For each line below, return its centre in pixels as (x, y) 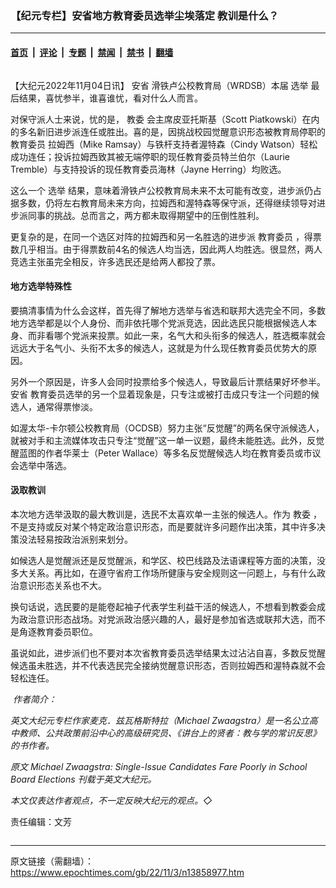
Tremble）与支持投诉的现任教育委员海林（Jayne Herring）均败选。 (148, 169)
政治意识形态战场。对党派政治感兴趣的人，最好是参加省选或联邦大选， (163, 619)
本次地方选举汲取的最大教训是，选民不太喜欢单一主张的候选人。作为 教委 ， (166, 514)
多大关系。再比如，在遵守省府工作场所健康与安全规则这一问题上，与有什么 (163, 573)
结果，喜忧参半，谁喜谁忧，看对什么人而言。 (110, 98)
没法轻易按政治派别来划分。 (75, 539)
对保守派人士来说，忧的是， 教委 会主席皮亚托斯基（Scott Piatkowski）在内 (165, 119)
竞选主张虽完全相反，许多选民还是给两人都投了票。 (115, 261)
